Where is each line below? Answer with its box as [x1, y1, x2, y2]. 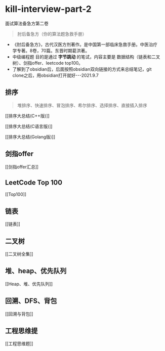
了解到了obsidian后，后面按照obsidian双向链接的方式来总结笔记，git [12, 66, 152, 72]
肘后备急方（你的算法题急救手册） [17, 31, 87, 37]
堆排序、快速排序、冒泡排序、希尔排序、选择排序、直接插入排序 [17, 102, 147, 108]
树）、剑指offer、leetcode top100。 [12, 60, 83, 66]
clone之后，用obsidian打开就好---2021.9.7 [12, 72, 99, 78]
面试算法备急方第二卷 [5, 20, 48, 26]
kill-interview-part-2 [5, 3, 92, 15]
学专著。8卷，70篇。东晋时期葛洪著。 [12, 47, 90, 53]
